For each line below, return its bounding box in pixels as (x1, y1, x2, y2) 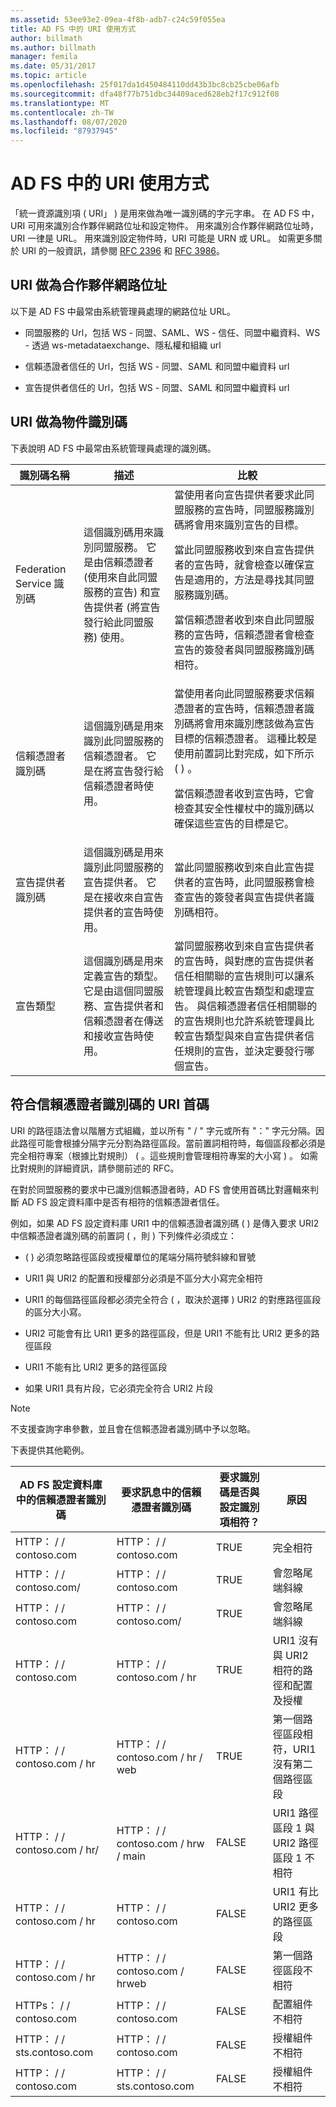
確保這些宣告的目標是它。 (174, 816, 295, 830)
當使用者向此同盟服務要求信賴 (174, 686, 315, 700)
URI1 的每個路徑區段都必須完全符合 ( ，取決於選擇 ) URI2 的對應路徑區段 (24, 1293, 322, 1305)
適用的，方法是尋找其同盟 (194, 572, 315, 586)
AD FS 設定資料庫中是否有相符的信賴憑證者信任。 (21, 1196, 225, 1208)
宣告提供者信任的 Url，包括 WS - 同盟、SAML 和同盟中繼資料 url (24, 381, 290, 393)
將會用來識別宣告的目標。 (184, 517, 305, 531)
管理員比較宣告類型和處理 (184, 984, 305, 998)
